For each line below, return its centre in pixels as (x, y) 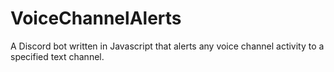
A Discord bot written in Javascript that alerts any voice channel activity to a (167, 46)
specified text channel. (57, 56)
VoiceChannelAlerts (96, 18)
